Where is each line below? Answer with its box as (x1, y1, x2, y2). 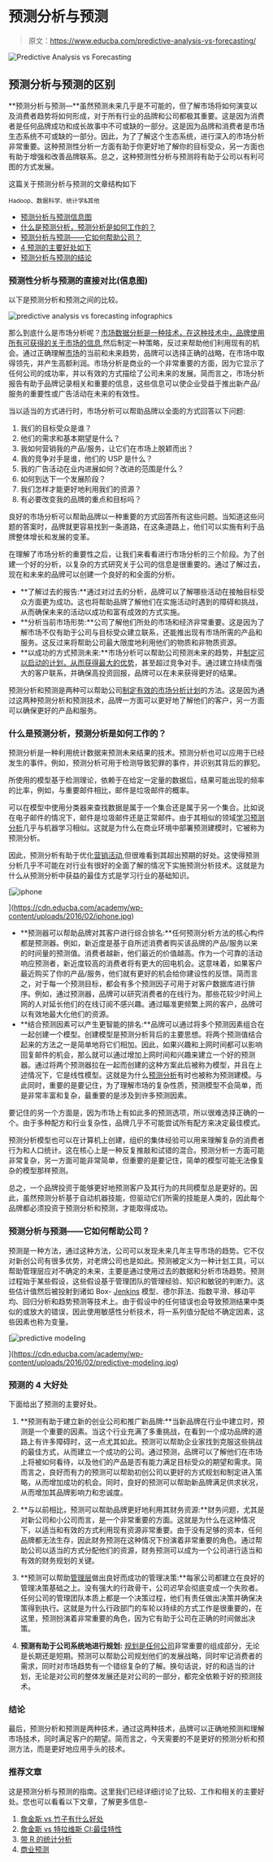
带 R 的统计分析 (19, 1834, 72, 1844)
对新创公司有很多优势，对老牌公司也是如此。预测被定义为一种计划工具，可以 (8, 1256, 265, 1266)
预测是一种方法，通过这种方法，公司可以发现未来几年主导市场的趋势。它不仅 (8, 1245, 265, 1255)
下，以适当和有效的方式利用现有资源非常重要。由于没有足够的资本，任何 (19, 1525, 262, 1535)
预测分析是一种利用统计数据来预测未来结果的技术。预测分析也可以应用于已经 (8, 748, 265, 758)
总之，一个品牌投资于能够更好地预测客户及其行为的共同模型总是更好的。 (8, 1183, 250, 1193)
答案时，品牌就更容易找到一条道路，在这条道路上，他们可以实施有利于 (22, 522, 258, 532)
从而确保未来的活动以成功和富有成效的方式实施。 (19, 607, 184, 617)
